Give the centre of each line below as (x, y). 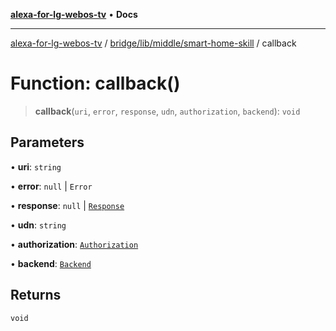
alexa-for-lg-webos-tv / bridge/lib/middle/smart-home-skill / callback (153, 43)
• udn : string (38, 225)
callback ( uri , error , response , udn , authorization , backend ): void (167, 111)
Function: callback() (95, 83)
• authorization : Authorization (74, 244)
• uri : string (36, 166)
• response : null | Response (67, 205)
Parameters (47, 142)
